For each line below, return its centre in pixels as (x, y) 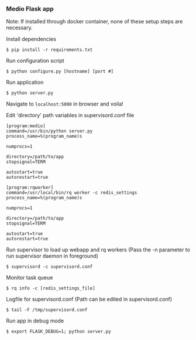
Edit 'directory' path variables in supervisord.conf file (70, 115)
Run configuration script (35, 61)
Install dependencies (31, 39)
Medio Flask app (30, 9)
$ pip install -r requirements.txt (49, 50)
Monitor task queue (30, 278)
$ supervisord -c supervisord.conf (49, 267)
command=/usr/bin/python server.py (49, 131)
